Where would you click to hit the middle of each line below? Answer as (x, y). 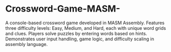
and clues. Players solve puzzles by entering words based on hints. (76, 33)
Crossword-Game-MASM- (63, 9)
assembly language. (26, 44)
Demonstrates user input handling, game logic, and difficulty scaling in (80, 39)
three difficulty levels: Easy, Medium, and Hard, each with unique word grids (86, 28)
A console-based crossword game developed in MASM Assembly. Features (85, 23)
